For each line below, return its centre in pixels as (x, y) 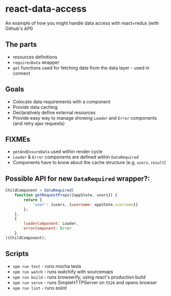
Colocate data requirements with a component (62, 101)
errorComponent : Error (48, 229)
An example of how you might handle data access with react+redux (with (82, 23)
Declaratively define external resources (54, 112)
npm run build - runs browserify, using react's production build (79, 277)
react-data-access (46, 9)
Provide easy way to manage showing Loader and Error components (85, 118)
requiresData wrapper (36, 62)
